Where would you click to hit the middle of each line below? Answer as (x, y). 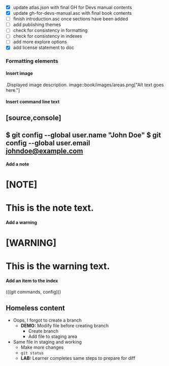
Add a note (18, 164)
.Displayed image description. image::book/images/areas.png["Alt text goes (85, 85)
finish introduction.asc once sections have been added (71, 19)
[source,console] (33, 117)
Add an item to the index (32, 280)
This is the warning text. (58, 266)
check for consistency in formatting (50, 31)
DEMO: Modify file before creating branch (64, 325)
